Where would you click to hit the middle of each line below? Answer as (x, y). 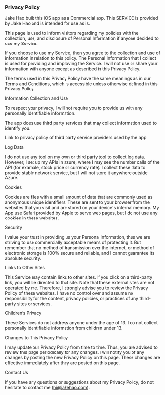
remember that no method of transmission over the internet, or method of (80, 248)
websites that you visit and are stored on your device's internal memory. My (82, 208)
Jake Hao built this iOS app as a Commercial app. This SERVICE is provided (82, 18)
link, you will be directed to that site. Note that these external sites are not (80, 283)
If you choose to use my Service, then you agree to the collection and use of (82, 53)
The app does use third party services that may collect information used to (81, 123)
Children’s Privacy (23, 313)
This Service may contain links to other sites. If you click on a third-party (79, 277)
